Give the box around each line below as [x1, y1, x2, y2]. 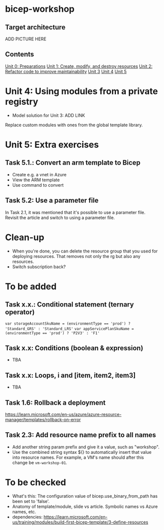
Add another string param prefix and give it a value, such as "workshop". [12, 444, 160, 450]
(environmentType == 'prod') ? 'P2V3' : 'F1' [5, 331, 100, 335]
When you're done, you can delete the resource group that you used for [12, 248, 158, 254]
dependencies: [12, 514, 43, 520]
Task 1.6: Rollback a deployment [5, 398, 106, 407]
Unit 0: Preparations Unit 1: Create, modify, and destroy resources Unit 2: [5, 63, 153, 69]
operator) [5, 308, 35, 316]
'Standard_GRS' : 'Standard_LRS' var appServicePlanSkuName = [5, 326, 134, 331]
